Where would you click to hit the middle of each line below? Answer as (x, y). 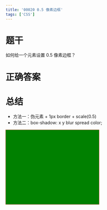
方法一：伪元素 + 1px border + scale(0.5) (54, 116)
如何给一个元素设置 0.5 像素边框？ (41, 55)
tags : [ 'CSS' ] (20, 14)
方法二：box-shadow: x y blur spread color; (57, 123)
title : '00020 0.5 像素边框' (34, 10)
